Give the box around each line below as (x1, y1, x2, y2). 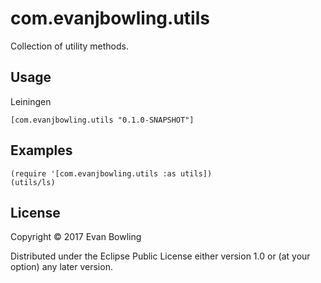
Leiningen (10, 95, 52, 107)
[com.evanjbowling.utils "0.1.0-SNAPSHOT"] (10, 115, 195, 125)
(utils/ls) (10, 177, 56, 187)
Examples (10, 142, 73, 159)
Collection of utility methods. (10, 40, 130, 52)
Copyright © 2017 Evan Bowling (10, 231, 142, 243)
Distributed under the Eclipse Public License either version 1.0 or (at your (10, 250, 311, 262)
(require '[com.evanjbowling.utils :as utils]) (10, 168, 213, 179)
